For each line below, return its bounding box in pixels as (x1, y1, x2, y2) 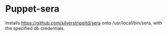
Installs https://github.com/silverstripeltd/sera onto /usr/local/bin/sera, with (5, 20, 162, 26)
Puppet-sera (5, 3, 60, 15)
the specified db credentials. (5, 25, 65, 31)
